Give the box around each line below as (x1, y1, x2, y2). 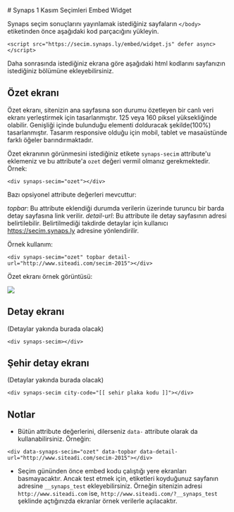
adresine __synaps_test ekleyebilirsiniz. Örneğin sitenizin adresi (17, 482, 203, 490)
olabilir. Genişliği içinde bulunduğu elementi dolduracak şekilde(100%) (7, 120, 211, 129)
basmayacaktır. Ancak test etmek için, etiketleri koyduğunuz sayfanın (17, 475, 218, 483)
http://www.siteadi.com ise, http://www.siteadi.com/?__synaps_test (17, 489, 218, 498)
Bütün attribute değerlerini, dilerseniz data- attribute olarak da (17, 427, 198, 436)
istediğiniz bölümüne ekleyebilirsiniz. (7, 67, 114, 75)
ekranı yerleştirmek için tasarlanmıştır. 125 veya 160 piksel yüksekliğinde (7, 113, 217, 122)
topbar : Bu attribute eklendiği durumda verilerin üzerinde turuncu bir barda (7, 204, 224, 212)
